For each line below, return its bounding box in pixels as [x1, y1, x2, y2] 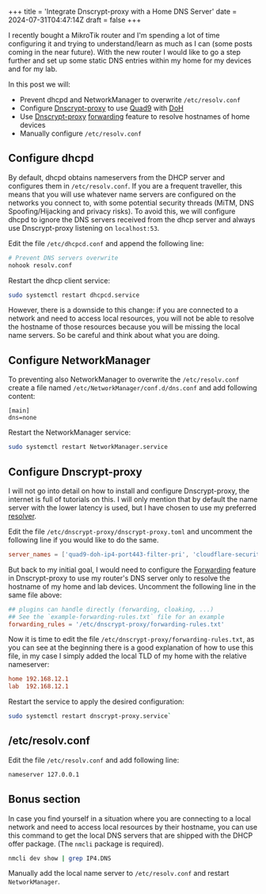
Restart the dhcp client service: [8, 275, 111, 285]
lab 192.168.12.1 [8, 682, 69, 691]
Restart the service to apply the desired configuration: [8, 697, 184, 707]
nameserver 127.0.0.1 [8, 770, 80, 778]
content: [8, 392, 36, 401]
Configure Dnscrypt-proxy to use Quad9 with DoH [19, 103, 184, 113]
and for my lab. [8, 64, 58, 74]
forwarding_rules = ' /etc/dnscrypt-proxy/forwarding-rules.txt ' [8, 620, 225, 628]
